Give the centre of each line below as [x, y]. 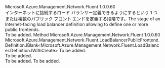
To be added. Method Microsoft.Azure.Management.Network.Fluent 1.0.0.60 [83, 35]
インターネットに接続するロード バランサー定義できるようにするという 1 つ [82, 13]
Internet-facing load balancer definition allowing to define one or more [77, 24]
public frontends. [22, 30]
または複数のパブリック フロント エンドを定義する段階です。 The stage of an [83, 19]
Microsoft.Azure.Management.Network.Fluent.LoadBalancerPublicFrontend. [82, 40]
